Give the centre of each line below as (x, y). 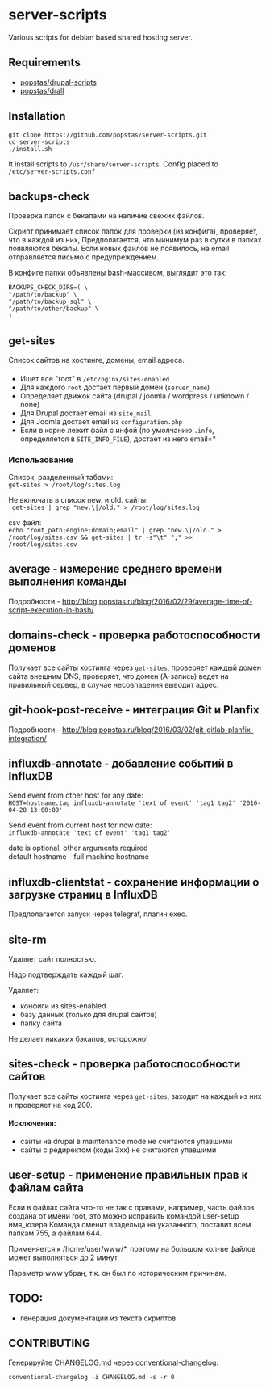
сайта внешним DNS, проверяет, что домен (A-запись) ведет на (118, 676)
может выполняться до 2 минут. (64, 1257)
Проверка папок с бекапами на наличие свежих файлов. (106, 216)
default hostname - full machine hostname (79, 857)
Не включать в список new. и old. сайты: (78, 500)
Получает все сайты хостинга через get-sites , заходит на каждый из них (135, 1096)
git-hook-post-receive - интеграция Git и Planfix (134, 710)
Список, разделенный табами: (61, 478)
